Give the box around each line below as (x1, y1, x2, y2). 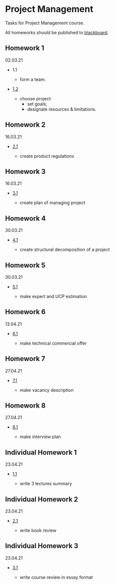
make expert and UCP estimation (19, 293, 87, 299)
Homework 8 (5, 401, 46, 410)
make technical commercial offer (19, 340, 87, 346)
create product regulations (19, 153, 74, 159)
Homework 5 (5, 261, 46, 269)
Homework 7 (5, 355, 46, 363)
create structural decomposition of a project (19, 247, 110, 253)
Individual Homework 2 (5, 495, 78, 504)
